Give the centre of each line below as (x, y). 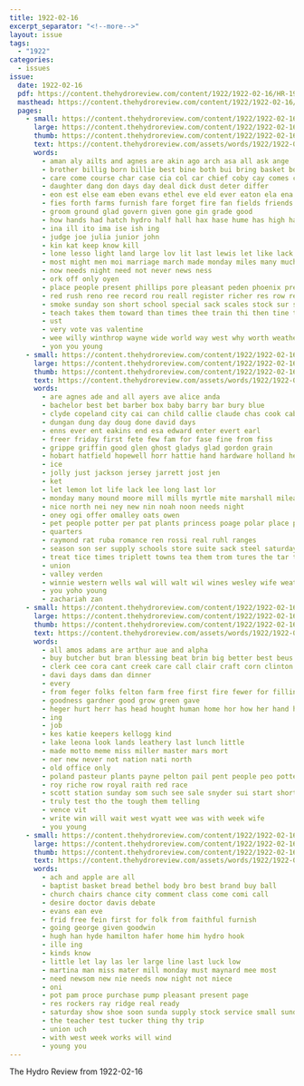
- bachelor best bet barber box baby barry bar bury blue (153, 406)
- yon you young (72, 346)
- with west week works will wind (107, 1038)
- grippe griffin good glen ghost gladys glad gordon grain (157, 448)
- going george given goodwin (99, 928)
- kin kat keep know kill (91, 246)
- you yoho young (74, 591)
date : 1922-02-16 (50, 85)
